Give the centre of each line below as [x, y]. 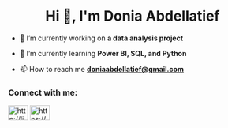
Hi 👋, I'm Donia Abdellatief [133, 16]
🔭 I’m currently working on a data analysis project [101, 38]
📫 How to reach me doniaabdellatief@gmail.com [101, 69]
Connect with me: [43, 92]
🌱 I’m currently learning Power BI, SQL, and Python [103, 53]
